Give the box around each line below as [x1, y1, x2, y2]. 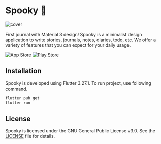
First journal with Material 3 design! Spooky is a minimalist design [5, 31, 142, 37]
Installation [5, 67, 42, 75]
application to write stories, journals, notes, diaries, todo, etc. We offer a [5, 37, 156, 43]
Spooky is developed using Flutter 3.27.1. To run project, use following [5, 80, 151, 86]
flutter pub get [5, 95, 40, 101]
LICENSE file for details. [5, 133, 55, 139]
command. [5, 85, 28, 92]
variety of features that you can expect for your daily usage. [5, 42, 131, 48]
